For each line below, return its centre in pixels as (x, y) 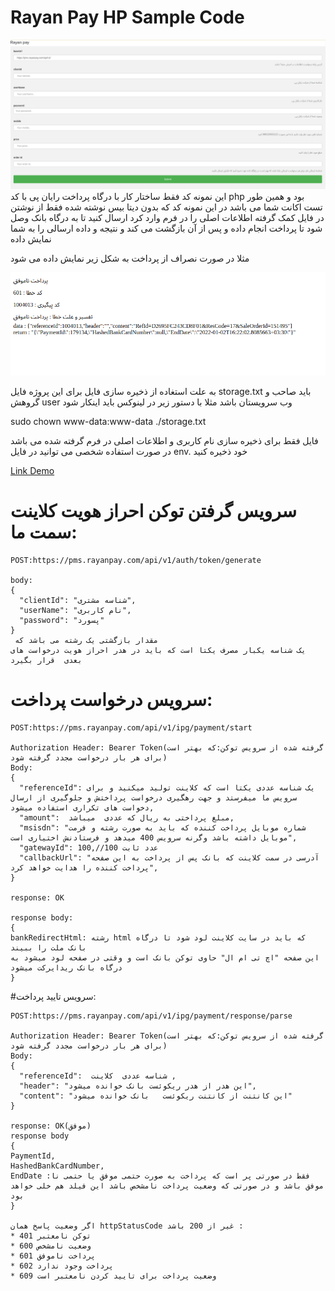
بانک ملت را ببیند (48, 947)
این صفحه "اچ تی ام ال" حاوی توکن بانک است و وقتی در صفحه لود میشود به (165, 957)
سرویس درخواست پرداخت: (111, 699)
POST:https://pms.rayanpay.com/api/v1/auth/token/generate (136, 560)
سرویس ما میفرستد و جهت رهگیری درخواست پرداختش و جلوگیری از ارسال (154, 797)
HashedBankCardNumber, (57, 1166)
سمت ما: (44, 532)
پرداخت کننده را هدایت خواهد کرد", (84, 867)
